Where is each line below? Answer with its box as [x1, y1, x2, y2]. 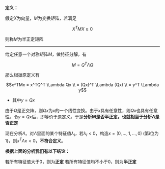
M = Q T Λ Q [72, 61, 93, 68]
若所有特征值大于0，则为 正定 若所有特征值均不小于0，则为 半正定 [5, 159, 137, 165]
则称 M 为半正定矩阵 [5, 36, 44, 42]
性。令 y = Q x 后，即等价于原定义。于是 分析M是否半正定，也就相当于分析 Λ [5, 114, 156, 120]
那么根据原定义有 [5, 72, 40, 78]
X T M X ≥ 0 [72, 25, 93, 32]
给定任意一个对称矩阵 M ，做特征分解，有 [5, 51, 87, 57]
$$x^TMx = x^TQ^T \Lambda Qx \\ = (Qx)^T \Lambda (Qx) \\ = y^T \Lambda [6, 82, 159, 88]
